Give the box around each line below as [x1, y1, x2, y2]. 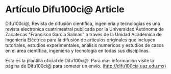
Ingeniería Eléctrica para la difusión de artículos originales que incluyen [5, 37, 156, 43]
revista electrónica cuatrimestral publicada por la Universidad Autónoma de [5, 26, 164, 32]
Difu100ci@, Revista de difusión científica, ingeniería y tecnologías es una [5, 20, 160, 27]
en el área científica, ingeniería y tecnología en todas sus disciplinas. [5, 47, 150, 54]
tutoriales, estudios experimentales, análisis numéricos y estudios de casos [5, 42, 164, 48]
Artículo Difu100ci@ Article [5, 4, 125, 15]
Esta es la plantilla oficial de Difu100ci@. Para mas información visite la [5, 57, 154, 63]
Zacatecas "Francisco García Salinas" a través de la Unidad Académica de [5, 31, 162, 37]
